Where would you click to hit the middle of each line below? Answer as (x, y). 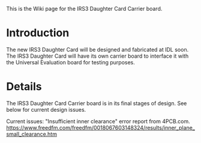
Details (24, 87)
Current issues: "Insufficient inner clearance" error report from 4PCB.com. (98, 121)
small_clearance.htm (31, 134)
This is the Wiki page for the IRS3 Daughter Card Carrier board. (84, 9)
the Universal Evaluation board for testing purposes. (70, 62)
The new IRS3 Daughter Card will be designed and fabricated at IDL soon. (97, 49)
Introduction (38, 33)
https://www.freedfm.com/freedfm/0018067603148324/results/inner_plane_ (100, 127)
